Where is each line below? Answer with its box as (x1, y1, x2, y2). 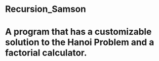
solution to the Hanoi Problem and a (5, 37, 155, 48)
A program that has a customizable (5, 26, 152, 38)
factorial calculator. (5, 47, 87, 59)
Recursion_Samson (5, 3, 86, 15)
